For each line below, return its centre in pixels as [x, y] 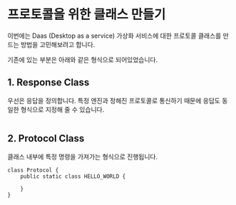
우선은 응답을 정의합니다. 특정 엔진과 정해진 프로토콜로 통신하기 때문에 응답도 [114, 100]
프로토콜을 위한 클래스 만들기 [87, 15]
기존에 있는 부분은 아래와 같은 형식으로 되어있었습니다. [83, 59]
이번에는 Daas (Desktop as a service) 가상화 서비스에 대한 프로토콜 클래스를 [114, 36]
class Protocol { [33, 170]
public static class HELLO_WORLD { [73, 176]
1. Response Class [48, 83]
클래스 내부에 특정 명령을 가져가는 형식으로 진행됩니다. [83, 157]
